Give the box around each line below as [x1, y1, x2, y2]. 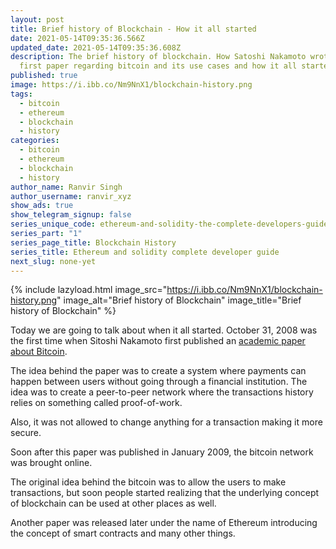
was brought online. [10, 457, 93, 469]
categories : [10, 136, 60, 146]
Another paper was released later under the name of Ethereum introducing [10, 517, 318, 529]
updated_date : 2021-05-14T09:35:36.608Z [10, 42, 182, 53]
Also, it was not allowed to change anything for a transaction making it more [10, 416, 323, 428]
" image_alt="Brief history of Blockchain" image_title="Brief [56, 294, 302, 306]
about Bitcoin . [10, 346, 68, 358]
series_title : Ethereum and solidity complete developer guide [10, 247, 280, 257]
